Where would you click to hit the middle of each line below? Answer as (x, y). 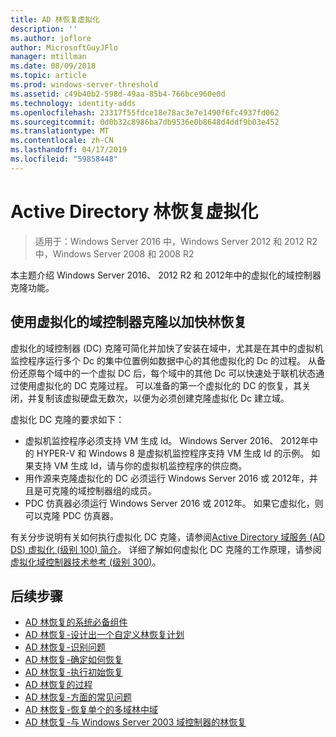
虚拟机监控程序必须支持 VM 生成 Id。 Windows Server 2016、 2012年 (167, 440)
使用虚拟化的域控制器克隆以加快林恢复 (128, 322)
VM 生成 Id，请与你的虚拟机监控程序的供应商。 (150, 465)
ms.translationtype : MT (60, 131)
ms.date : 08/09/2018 (53, 66)
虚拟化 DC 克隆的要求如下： (67, 419)
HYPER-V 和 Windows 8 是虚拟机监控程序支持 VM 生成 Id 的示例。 (173, 453)
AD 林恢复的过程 (58, 685)
